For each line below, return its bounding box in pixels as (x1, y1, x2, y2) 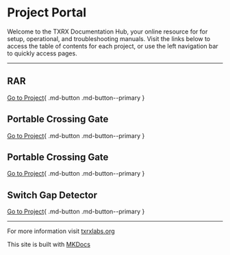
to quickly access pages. (7, 49, 77, 57)
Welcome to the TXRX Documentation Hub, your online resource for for (7, 27, 208, 36)
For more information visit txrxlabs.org (7, 227, 115, 235)
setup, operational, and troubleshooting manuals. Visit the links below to (7, 34, 211, 42)
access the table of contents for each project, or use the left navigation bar (7, 42, 219, 50)
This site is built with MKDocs (7, 241, 91, 249)
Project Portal (7, 5, 87, 21)
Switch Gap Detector (7, 189, 98, 201)
